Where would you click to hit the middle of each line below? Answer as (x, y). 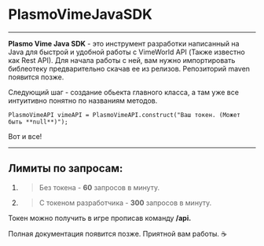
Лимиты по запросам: (66, 169)
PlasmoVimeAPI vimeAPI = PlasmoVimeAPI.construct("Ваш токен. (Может (125, 115)
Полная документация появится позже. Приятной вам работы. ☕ (118, 233)
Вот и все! (25, 136)
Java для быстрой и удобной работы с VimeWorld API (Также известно (126, 52)
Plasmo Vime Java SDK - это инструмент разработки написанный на (124, 43)
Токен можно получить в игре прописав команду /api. (100, 218)
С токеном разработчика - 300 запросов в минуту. (125, 203)
